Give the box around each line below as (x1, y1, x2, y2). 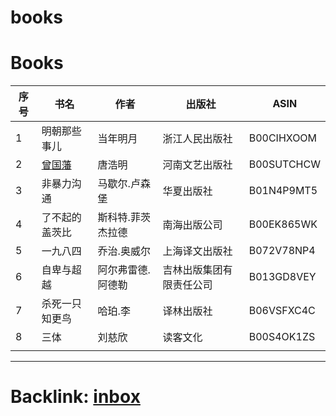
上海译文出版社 (162, 244, 233, 258)
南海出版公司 (162, 218, 223, 232)
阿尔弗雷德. (97, 263, 151, 277)
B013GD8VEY (248, 270, 317, 284)
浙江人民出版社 (162, 132, 233, 146)
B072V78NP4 (248, 244, 316, 258)
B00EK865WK (248, 217, 318, 231)
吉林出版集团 (162, 263, 223, 277)
